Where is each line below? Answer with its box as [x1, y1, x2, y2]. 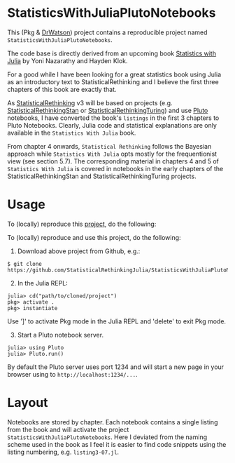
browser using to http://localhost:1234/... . [7, 370, 138, 378]
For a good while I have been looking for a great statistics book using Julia [7, 70, 222, 79]
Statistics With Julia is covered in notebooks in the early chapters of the [7, 164, 224, 173]
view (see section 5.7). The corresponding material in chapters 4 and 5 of [7, 156, 219, 166]
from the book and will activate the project [7, 425, 129, 434]
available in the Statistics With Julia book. [7, 128, 136, 137]
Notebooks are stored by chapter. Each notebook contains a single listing [7, 417, 218, 426]
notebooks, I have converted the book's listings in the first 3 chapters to [7, 114, 220, 122]
